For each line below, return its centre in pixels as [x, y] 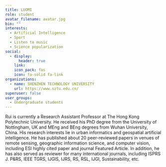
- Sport [18, 38]
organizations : [21, 79]
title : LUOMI [19, 10]
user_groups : [19, 98]
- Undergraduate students [37, 103]
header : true [32, 61]
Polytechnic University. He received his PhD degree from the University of [81, 122]
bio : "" [13, 24]
